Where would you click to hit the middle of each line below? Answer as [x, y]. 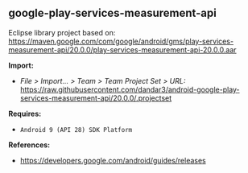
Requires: [25, 113]
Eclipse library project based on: [62, 32]
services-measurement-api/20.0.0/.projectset [96, 98]
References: [29, 145]
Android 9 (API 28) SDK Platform [76, 130]
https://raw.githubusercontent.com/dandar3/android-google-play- [130, 89]
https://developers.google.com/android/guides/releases [113, 160]
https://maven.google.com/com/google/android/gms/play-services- [121, 41]
